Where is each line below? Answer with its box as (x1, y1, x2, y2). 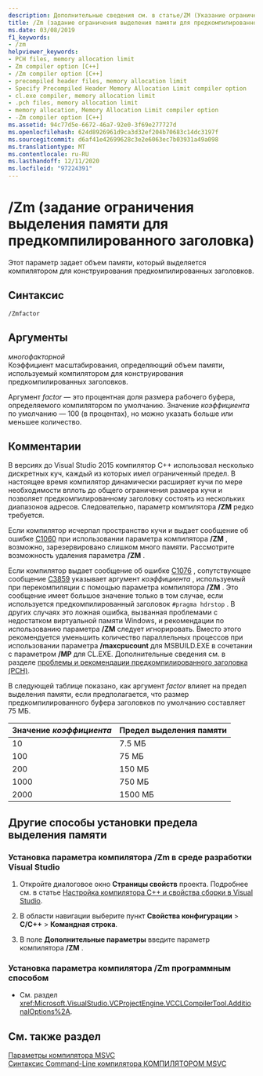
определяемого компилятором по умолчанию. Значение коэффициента (8, 400, 250, 410)
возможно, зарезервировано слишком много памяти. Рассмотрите (8, 542, 235, 552)
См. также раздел (8, 1030, 102, 1043)
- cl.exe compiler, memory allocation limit (8, 92, 156, 100)
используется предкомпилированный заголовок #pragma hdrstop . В (8, 600, 236, 609)
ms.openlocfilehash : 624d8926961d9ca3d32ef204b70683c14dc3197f (8, 128, 219, 136)
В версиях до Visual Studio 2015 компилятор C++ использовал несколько (8, 461, 254, 470)
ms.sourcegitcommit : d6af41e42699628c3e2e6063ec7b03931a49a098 (8, 135, 219, 144)
